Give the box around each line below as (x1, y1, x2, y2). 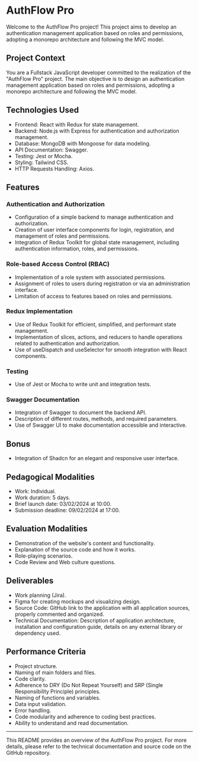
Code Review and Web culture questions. (14, 558, 116, 565)
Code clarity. (14, 675, 46, 682)
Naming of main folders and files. (14, 669, 96, 676)
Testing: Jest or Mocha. (14, 152, 73, 159)
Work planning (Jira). (14, 591, 66, 599)
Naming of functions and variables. (14, 694, 101, 701)
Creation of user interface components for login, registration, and (14, 226, 175, 234)
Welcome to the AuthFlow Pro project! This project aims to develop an (6, 23, 176, 30)
